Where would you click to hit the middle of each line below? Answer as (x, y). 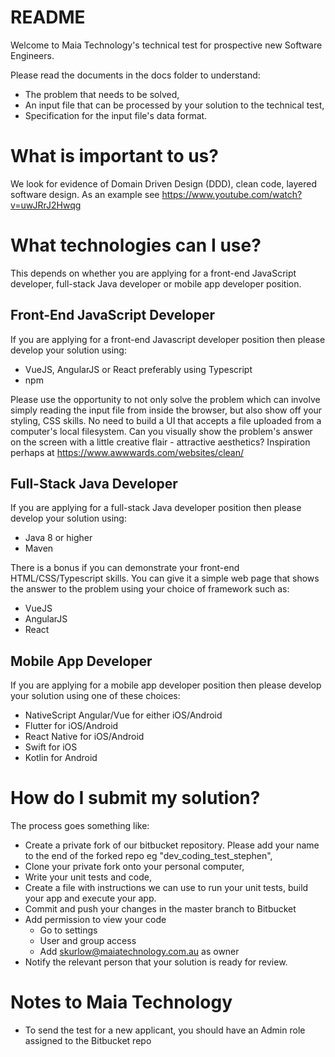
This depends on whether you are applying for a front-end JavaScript (153, 273)
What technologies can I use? (136, 245)
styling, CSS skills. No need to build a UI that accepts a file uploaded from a (166, 420)
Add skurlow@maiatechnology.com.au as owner (139, 952)
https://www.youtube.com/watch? (232, 194)
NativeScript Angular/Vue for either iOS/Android (123, 715)
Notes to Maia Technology (121, 1002)
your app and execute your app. (90, 898)
